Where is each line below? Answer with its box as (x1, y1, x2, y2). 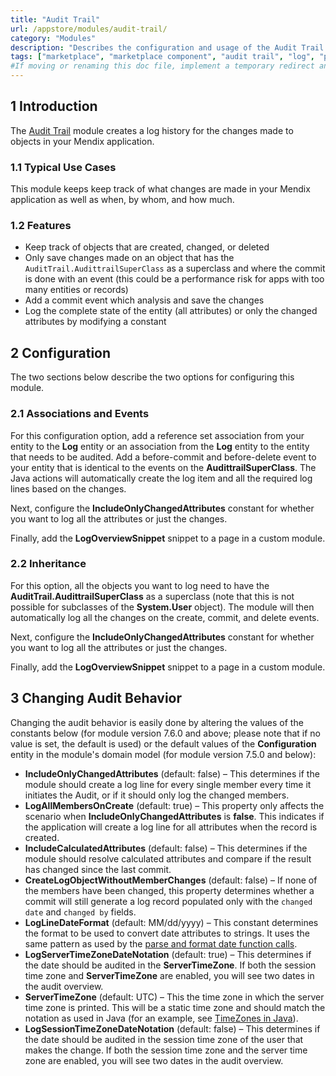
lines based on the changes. (10, 482, 127, 495)
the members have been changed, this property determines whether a (24, 884, 315, 896)
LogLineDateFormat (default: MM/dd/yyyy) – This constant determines (24, 916, 319, 928)
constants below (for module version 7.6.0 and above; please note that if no (10, 727, 322, 739)
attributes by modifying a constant (24, 316, 167, 328)
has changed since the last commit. (24, 863, 172, 875)
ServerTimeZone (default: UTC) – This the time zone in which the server (24, 991, 325, 1003)
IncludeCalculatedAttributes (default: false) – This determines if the (24, 842, 308, 854)
